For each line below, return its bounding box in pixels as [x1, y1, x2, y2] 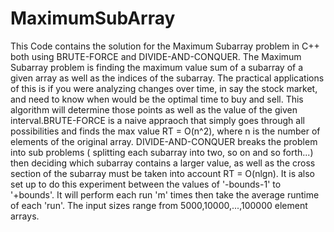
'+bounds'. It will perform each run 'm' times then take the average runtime [10, 188, 320, 201]
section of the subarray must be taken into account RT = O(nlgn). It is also [10, 167, 316, 179]
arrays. [10, 210, 40, 222]
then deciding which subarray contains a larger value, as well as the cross [10, 157, 316, 169]
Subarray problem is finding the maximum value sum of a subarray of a [10, 61, 304, 73]
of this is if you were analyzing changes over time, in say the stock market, [10, 82, 318, 94]
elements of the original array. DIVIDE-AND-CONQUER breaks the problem [10, 135, 318, 147]
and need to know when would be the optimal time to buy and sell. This [10, 93, 304, 105]
